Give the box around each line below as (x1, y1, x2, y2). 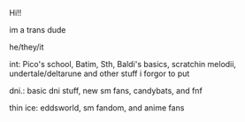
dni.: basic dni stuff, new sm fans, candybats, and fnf (9, 86, 203, 95)
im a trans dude (9, 25, 66, 34)
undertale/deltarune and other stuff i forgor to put (9, 68, 190, 79)
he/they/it (9, 42, 44, 52)
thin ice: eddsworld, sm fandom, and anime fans (9, 103, 185, 113)
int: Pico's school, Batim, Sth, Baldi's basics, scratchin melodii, (9, 59, 237, 69)
